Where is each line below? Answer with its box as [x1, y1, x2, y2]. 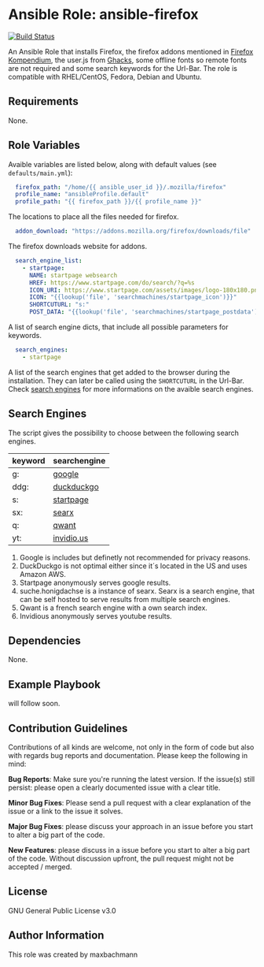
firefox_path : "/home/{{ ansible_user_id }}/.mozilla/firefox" [15, 183, 226, 191]
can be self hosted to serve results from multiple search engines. [19, 594, 230, 604]
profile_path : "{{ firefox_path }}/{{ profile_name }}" [15, 198, 202, 206]
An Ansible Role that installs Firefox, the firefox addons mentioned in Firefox [8, 46, 254, 56]
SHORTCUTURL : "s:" [28, 301, 90, 309]
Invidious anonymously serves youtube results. [19, 611, 173, 620]
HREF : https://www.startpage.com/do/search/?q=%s [28, 278, 195, 287]
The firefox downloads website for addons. [8, 242, 148, 251]
